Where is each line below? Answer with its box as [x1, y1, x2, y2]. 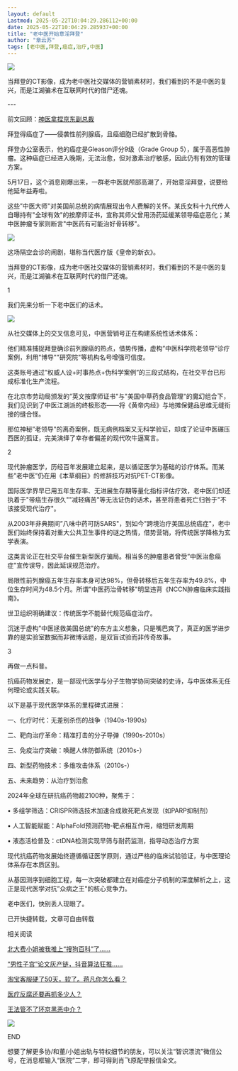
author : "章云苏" [7, 37, 55, 44]
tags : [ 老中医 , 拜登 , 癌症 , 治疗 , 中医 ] [7, 43, 104, 50]
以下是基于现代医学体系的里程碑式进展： [7, 701, 125, 709]
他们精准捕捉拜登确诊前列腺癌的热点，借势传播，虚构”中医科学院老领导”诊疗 [7, 344, 230, 352]
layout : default [7, 10, 55, 18]
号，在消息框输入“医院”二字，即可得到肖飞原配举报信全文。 [7, 1056, 181, 1065]
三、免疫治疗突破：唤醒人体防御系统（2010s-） [7, 746, 146, 754]
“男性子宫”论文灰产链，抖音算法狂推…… [7, 960, 123, 968]
